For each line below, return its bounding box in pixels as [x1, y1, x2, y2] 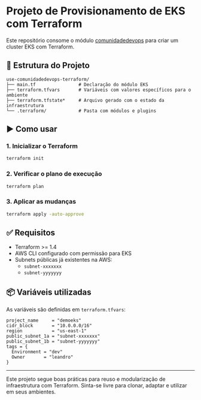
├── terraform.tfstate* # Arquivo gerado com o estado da [6, 97, 165, 103]
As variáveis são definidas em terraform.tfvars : [6, 306, 126, 313]
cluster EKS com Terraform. [6, 43, 75, 50]
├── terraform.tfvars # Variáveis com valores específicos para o [6, 87, 191, 93]
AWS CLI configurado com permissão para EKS [14, 250, 132, 257]
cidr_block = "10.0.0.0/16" [6, 323, 93, 329]
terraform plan [6, 183, 44, 189]
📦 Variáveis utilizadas [6, 287, 92, 297]
